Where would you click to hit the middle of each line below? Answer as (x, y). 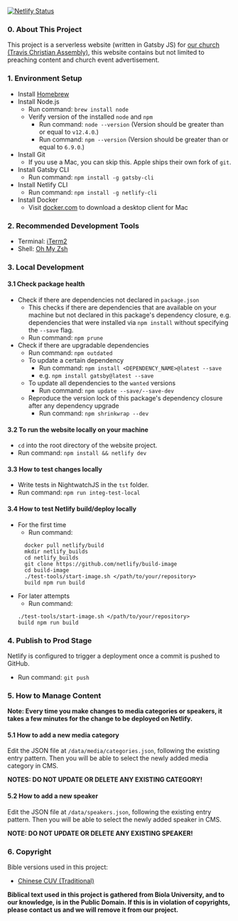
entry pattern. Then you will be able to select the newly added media (108, 758)
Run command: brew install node (79, 109)
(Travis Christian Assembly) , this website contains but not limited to (106, 53)
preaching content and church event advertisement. (83, 60)
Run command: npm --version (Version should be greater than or (134, 139)
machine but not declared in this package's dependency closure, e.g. (130, 315)
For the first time (42, 525)
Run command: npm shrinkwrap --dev (94, 413)
